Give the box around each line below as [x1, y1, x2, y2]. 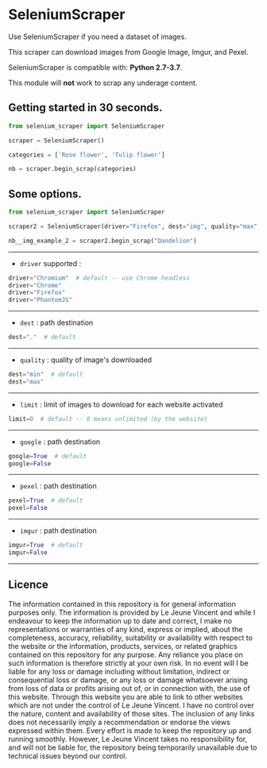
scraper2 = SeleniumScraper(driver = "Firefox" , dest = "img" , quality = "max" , [8, 222, 261, 230]
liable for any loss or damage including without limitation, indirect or [8, 666, 230, 676]
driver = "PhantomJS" [8, 296, 73, 304]
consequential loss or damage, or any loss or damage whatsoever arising [8, 675, 248, 685]
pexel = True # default [8, 496, 83, 505]
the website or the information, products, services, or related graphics [8, 641, 238, 650]
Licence [8, 578, 49, 592]
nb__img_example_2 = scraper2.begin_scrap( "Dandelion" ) [8, 237, 197, 245]
